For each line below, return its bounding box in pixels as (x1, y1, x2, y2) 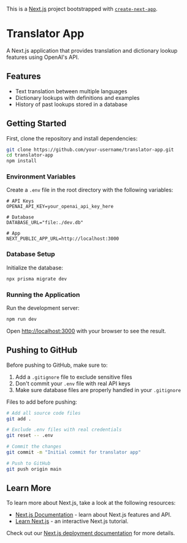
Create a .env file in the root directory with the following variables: (6, 187, 174, 194)
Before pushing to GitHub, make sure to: (6, 361, 109, 369)
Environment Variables (6, 172, 76, 181)
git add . (6, 415, 32, 422)
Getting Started (6, 118, 67, 129)
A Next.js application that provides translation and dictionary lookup (6, 47, 178, 54)
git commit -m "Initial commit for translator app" (6, 449, 141, 456)
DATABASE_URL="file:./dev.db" (6, 220, 84, 226)
